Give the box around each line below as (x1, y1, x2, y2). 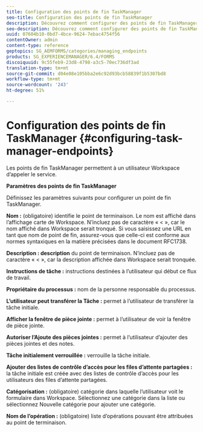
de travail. (6, 274, 31, 281)
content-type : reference (6, 43, 69, 49)
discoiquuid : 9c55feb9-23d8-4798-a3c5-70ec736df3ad (6, 59, 139, 65)
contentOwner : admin (6, 37, 59, 43)
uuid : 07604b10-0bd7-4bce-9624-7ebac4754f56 (6, 31, 120, 37)
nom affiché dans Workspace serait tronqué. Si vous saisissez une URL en (6, 224, 192, 232)
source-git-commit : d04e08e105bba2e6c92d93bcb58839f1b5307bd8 (6, 71, 166, 77)
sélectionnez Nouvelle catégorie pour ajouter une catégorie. (6, 401, 156, 408)
